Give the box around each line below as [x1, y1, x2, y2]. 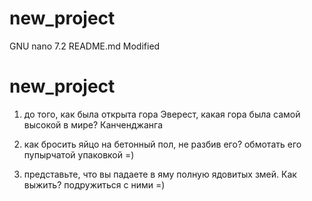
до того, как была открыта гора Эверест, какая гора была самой [23, 108, 301, 120]
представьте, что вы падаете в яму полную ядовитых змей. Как [23, 168, 297, 180]
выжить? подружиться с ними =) [23, 178, 166, 191]
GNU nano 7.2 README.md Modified [9, 40, 161, 52]
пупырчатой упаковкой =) [23, 148, 135, 161]
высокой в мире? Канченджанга [23, 118, 164, 131]
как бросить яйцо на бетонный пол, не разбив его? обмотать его [23, 138, 302, 150]
